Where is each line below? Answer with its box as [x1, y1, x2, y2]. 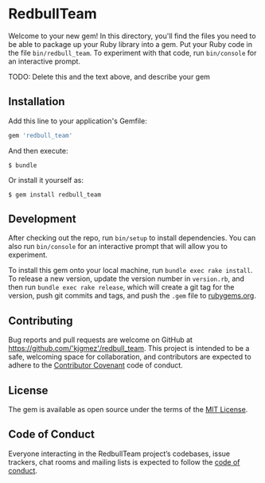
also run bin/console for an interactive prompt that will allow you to [8, 242, 228, 251]
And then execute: [8, 146, 68, 155]
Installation [8, 95, 65, 108]
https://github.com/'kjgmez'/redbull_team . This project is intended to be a [8, 344, 250, 353]
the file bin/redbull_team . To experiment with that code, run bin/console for [8, 48, 257, 57]
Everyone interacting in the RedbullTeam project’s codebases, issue [8, 449, 231, 458]
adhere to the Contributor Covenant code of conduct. [8, 360, 183, 370]
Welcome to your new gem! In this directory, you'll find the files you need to [8, 31, 256, 41]
